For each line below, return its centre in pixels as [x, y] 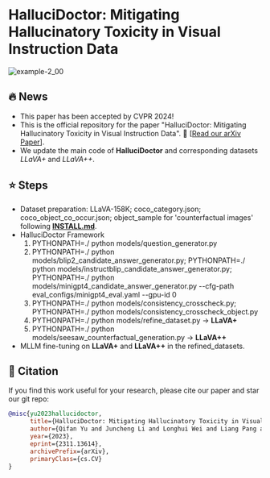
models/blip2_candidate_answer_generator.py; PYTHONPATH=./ [139, 260]
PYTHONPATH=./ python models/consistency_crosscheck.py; [134, 303]
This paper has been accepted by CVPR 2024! [97, 116]
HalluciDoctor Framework [62, 235]
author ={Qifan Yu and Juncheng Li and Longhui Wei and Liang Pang [143, 429]
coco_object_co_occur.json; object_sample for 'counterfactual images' [137, 217]
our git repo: [29, 399]
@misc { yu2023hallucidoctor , [55, 414]
